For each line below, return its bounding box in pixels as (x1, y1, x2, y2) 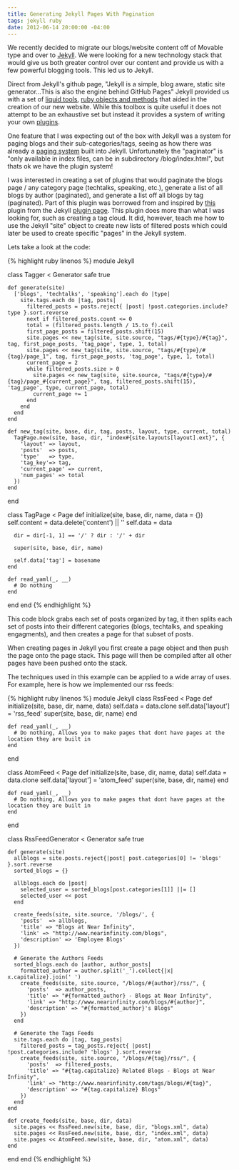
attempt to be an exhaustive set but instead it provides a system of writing (7, 110, 225, 119)
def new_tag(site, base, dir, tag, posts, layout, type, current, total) (7, 428, 232, 436)
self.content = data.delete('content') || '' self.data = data (7, 519, 173, 527)
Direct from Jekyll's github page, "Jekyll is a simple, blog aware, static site (7, 80, 225, 89)
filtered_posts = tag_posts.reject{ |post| (20, 1042, 152, 1050)
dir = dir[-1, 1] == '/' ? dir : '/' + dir (14, 532, 145, 539)
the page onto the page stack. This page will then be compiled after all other (7, 651, 232, 660)
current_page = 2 (26, 359, 78, 366)
